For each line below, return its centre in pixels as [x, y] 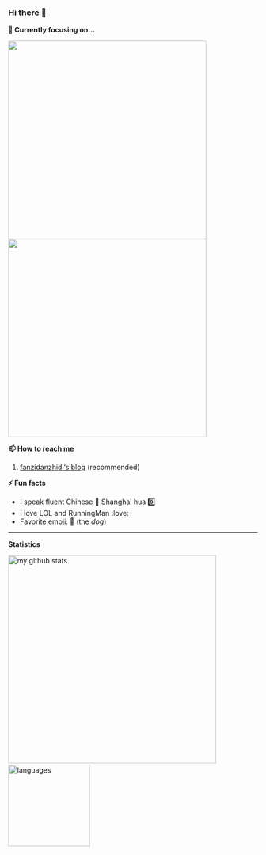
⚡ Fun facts [27, 483]
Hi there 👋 [28, 13]
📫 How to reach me [41, 449]
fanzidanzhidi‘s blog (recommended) [80, 468]
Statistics [25, 544]
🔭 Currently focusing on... [52, 30]
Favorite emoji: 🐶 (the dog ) [63, 521]
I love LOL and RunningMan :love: [74, 513]
